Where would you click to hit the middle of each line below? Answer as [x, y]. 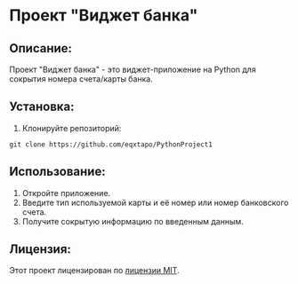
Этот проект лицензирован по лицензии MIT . [94, 271]
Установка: [42, 107]
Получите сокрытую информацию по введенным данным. [133, 221]
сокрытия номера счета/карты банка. [81, 79]
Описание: [41, 48]
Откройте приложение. [66, 193]
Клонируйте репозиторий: [72, 128]
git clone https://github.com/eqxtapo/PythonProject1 [111, 144]
